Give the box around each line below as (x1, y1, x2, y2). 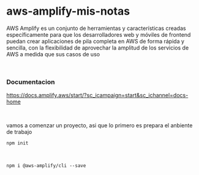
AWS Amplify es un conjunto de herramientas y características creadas (6, 24, 186, 32)
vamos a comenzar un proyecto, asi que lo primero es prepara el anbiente (6, 122, 193, 129)
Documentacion (6, 78, 55, 86)
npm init (6, 140, 29, 146)
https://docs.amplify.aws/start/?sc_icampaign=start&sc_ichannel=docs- (6, 92, 189, 99)
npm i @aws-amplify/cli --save (6, 163, 86, 169)
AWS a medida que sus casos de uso (6, 50, 100, 58)
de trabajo (6, 128, 32, 136)
